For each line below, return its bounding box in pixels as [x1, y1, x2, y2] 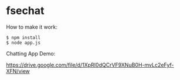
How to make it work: [6, 23, 58, 30]
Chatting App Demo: [6, 50, 56, 57]
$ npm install [6, 34, 41, 40]
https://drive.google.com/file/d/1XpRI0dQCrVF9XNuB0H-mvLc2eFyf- [6, 61, 174, 68]
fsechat [6, 4, 45, 18]
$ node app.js [6, 40, 41, 46]
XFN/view [6, 67, 31, 74]
